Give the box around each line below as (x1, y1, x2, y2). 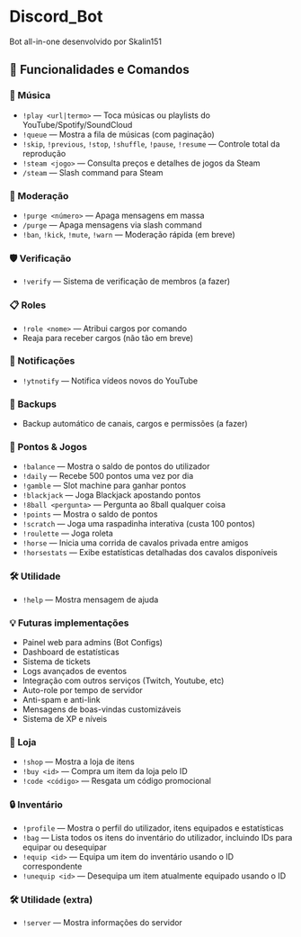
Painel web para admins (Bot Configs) (22, 637, 164, 647)
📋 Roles (9, 299, 47, 311)
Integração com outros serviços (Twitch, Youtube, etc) (22, 675, 225, 686)
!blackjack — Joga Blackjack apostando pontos (22, 490, 201, 500)
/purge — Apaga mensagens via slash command (22, 219, 202, 230)
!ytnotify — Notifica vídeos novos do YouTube (22, 375, 199, 386)
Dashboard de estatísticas (22, 646, 120, 657)
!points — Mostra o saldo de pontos (22, 509, 158, 519)
